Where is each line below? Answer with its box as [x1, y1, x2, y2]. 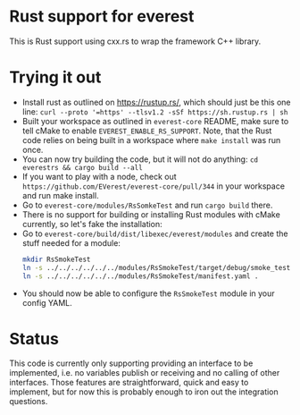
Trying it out [9, 67, 102, 88]
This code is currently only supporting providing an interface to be [9, 358, 254, 368]
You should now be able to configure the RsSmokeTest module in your [21, 288, 275, 299]
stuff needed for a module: [21, 237, 121, 248]
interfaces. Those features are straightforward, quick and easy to [9, 377, 249, 388]
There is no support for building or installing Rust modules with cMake [21, 208, 281, 220]
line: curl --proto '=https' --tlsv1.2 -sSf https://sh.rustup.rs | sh [21, 106, 288, 117]
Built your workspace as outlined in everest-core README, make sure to [21, 115, 289, 126]
